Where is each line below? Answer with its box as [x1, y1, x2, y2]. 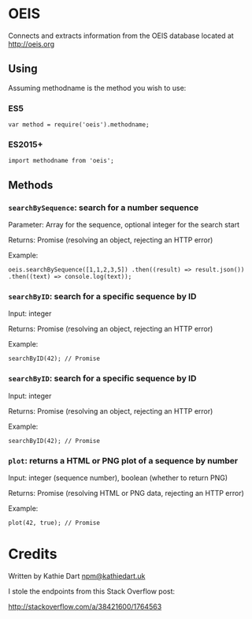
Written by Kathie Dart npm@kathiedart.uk [8, 571, 146, 580]
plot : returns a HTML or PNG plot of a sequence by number [8, 455, 239, 466]
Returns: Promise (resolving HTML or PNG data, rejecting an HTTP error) [8, 488, 244, 497]
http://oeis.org [8, 39, 55, 48]
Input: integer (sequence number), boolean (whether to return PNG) [8, 473, 228, 482]
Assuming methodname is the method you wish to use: [8, 83, 187, 92]
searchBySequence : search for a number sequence [8, 202, 199, 213]
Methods [8, 178, 54, 192]
